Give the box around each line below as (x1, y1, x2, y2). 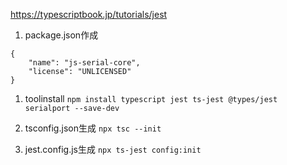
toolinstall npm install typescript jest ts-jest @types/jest (24, 93, 278, 104)
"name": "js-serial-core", (28, 58, 141, 68)
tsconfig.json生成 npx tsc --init (24, 122, 162, 134)
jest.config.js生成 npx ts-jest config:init (24, 144, 202, 155)
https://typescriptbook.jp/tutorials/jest (10, 9, 168, 20)
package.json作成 (24, 29, 99, 41)
